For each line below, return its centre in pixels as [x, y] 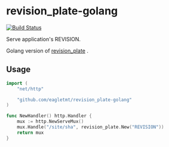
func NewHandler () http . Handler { [49, 116]
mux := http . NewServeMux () [50, 122]
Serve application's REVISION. [44, 39]
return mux [30, 133]
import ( [17, 83]
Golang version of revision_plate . [47, 50]
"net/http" [30, 89]
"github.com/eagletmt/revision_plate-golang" [75, 100]
